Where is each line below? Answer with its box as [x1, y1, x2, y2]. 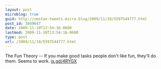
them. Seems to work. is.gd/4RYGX [5, 58, 77, 64]
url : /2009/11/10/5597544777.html [5, 39, 77, 44]
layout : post [5, 7, 32, 12]
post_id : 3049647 [5, 21, 41, 26]
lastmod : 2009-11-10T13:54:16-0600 [5, 30, 79, 35]
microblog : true [5, 12, 39, 17]
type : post [5, 35, 28, 40]
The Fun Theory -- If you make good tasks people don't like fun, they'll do [5, 53, 156, 59]
